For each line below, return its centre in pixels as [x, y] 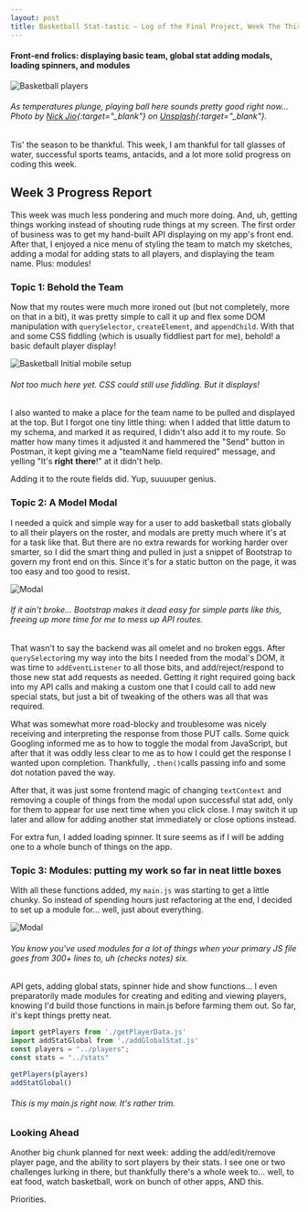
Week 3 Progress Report [81, 193]
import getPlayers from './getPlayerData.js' [98, 1032]
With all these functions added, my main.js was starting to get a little [140, 890]
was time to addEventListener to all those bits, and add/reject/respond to [147, 667]
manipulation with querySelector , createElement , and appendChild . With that [153, 326]
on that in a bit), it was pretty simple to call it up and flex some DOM [138, 317]
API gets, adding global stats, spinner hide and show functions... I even [144, 986]
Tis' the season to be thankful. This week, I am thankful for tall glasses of [148, 144]
